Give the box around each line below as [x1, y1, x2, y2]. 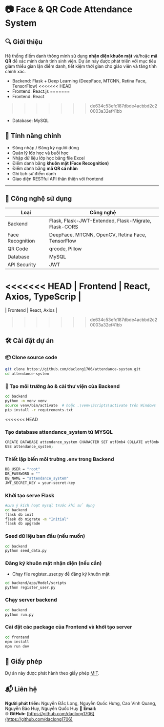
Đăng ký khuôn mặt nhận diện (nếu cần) [5, 560, 102, 566]
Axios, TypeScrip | [5, 291, 82, 302]
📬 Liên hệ [5, 685, 38, 693]
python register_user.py [5, 585, 56, 590]
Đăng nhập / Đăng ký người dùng [12, 144, 79, 150]
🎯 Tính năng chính [5, 132, 61, 140]
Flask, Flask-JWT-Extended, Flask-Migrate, [49, 217, 151, 224]
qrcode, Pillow [49, 245, 82, 252]
